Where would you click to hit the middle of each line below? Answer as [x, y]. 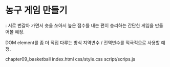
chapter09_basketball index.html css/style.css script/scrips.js [70, 59]
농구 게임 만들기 [36, 10]
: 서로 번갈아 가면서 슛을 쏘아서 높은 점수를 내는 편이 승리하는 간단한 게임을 [80, 25]
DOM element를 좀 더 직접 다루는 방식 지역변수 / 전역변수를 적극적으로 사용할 [83, 42]
